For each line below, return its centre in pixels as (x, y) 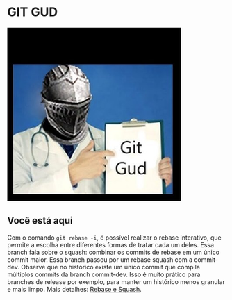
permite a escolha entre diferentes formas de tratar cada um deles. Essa (110, 244)
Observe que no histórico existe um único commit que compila (110, 267)
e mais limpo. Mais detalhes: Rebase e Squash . (75, 289)
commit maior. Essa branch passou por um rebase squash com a (100, 259)
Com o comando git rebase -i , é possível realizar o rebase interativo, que (114, 237)
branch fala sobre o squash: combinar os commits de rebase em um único (114, 252)
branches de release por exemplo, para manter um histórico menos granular (116, 281)
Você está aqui (40, 220)
